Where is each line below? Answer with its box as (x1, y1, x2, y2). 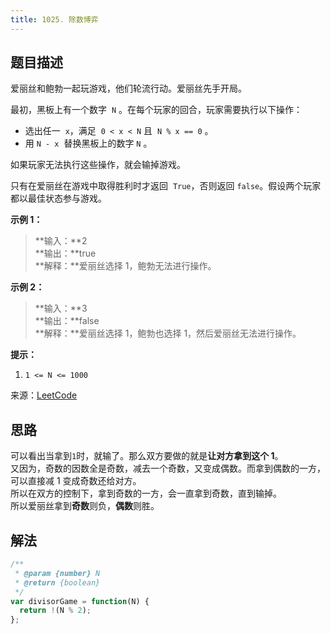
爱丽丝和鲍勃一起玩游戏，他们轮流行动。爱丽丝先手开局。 (10, 82, 247, 95)
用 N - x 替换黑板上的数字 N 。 (24, 137, 153, 150)
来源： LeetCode (10, 389, 78, 401)
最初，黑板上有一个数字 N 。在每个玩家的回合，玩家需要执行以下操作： (10, 104, 303, 116)
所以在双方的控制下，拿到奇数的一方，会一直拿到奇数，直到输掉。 (10, 487, 282, 500)
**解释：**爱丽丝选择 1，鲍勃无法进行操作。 (34, 260, 217, 272)
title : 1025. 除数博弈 (10, 14, 99, 25)
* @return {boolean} (14, 577, 101, 588)
